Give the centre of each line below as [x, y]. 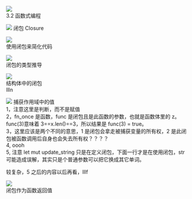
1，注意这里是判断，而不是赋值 [43, 109]
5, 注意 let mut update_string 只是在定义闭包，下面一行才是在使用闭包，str [96, 152]
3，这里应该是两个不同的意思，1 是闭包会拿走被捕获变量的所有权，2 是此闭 [96, 131]
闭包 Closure [28, 28]
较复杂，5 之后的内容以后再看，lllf [47, 172]
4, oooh [16, 145]
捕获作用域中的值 [34, 102]
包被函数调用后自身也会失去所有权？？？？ [57, 139]
